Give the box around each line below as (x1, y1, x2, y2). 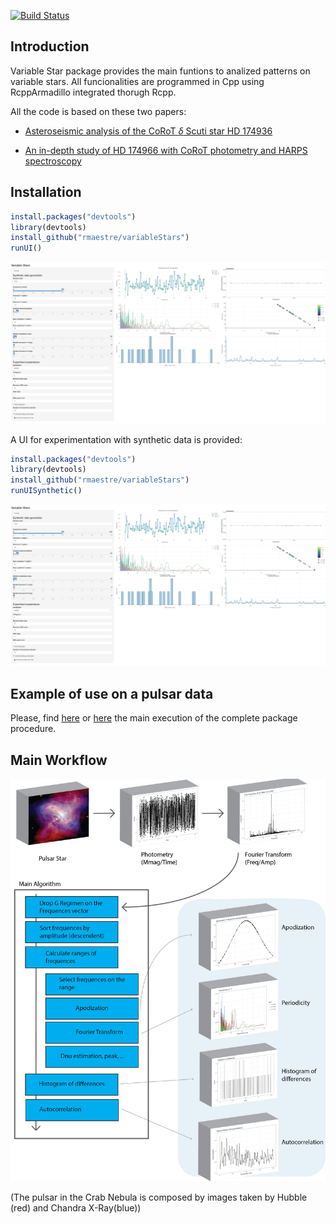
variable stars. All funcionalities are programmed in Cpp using (10, 75, 265, 87)
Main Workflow (10, 751, 108, 769)
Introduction (10, 38, 90, 55)
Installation (10, 184, 82, 201)
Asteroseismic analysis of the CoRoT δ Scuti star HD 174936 (24, 125, 273, 137)
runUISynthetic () (10, 486, 83, 496)
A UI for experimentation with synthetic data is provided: (10, 433, 243, 445)
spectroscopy (24, 155, 82, 167)
